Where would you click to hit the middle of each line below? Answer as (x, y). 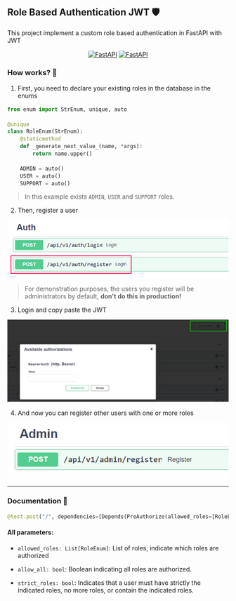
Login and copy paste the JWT (62, 310)
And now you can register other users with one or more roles (106, 413)
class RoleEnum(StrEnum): (45, 132)
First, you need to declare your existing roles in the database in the (114, 88)
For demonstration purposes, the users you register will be (109, 289)
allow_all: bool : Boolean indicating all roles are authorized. (104, 569)
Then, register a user (48, 211)
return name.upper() (63, 154)
